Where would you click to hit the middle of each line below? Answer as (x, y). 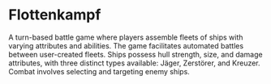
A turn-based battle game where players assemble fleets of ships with (126, 37)
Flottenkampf (55, 15)
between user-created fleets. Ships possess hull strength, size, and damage (135, 54)
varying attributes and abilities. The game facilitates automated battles (126, 45)
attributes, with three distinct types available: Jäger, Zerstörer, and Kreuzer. (135, 63)
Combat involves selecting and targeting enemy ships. (99, 71)
